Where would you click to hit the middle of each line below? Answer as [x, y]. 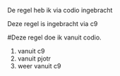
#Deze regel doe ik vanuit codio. [54, 37]
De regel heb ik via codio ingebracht [60, 10]
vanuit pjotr [34, 58]
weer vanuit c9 [39, 66]
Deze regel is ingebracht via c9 [53, 24]
